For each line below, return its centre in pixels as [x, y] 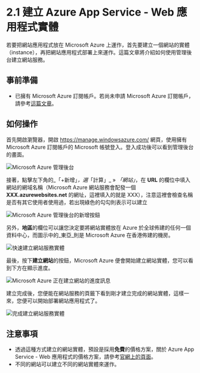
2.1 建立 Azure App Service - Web [90, 12]
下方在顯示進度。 [32, 268]
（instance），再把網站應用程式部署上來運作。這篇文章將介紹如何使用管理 [96, 52]
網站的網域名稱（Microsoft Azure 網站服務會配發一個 [71, 187]
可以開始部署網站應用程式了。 [63, 300]
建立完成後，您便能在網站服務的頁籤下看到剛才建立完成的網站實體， [90, 293]
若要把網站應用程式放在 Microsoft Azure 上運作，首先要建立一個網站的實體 [98, 45]
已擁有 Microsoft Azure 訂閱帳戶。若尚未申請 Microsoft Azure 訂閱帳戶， [104, 95]
